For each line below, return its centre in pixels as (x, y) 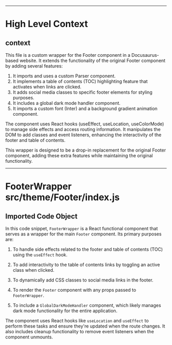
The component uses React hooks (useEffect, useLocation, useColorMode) (85, 124)
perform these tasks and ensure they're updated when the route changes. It (85, 326)
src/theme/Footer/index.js (62, 197)
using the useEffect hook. (40, 255)
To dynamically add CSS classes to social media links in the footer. (83, 280)
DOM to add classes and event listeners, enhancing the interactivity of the (83, 135)
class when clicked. (34, 270)
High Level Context (47, 24)
